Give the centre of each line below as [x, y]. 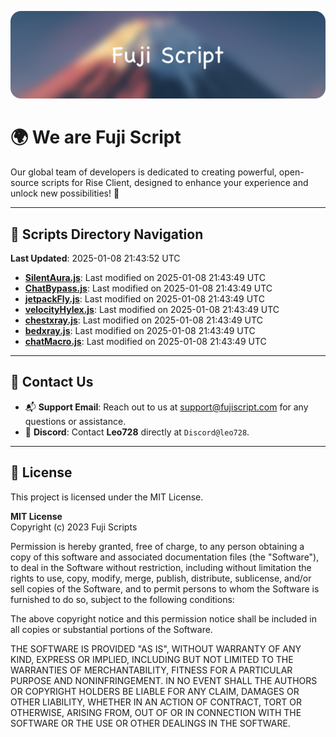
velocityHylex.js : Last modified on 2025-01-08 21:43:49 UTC [152, 310]
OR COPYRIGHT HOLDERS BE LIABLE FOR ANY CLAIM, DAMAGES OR [155, 691]
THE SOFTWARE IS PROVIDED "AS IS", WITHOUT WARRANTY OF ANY [156, 648]
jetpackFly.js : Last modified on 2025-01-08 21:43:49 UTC [144, 299]
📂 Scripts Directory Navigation [107, 234]
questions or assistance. [75, 421]
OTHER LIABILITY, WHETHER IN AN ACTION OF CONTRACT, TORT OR [156, 702]
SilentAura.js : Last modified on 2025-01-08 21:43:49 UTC [145, 278]
